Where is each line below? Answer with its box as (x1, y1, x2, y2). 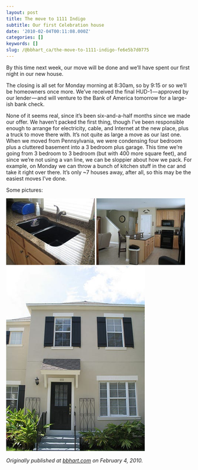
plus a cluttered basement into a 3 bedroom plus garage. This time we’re (6, 143, 183, 150)
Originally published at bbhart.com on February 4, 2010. (6, 456, 143, 464)
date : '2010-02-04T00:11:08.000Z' (6, 28, 92, 34)
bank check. (14, 101, 45, 108)
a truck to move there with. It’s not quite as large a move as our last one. (6, 131, 181, 138)
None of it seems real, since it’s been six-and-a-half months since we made (6, 112, 190, 119)
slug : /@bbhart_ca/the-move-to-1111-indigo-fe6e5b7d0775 (6, 47, 150, 53)
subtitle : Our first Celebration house (6, 22, 105, 28)
